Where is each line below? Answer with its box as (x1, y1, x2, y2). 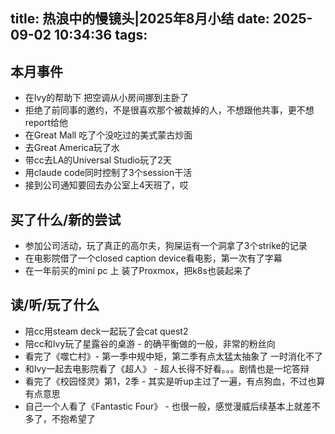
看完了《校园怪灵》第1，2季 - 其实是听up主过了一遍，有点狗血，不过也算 (24, 375, 326, 387)
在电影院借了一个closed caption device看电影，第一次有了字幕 (24, 252, 283, 264)
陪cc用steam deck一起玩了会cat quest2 (24, 325, 189, 337)
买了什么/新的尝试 (10, 211, 122, 228)
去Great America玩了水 (24, 142, 120, 154)
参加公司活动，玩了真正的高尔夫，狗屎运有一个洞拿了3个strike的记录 (24, 240, 308, 252)
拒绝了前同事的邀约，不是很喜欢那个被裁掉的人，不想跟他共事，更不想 (24, 104, 315, 116)
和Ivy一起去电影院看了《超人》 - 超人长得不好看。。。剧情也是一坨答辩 (24, 362, 310, 374)
